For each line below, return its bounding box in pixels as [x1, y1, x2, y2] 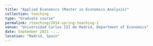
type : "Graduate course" [5, 16, 55, 21]
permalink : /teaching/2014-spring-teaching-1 [5, 20, 99, 25]
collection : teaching [5, 11, 49, 16]
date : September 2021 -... [5, 29, 60, 34]
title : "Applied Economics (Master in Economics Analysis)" [5, 7, 130, 12]
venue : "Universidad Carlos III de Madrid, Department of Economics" [5, 25, 149, 30]
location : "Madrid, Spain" [5, 34, 60, 39]
